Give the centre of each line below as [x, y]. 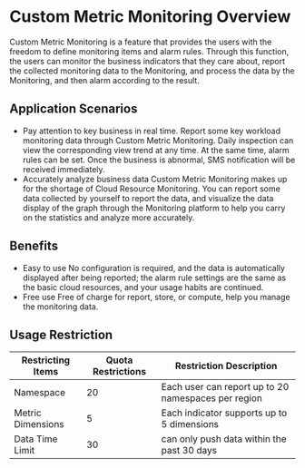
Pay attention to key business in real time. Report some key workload [152, 131]
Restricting [46, 360]
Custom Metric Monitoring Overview [150, 17]
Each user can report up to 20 [225, 387]
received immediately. [64, 169]
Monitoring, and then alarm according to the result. [104, 80]
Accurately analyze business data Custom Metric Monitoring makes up [155, 179]
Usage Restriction [61, 334]
